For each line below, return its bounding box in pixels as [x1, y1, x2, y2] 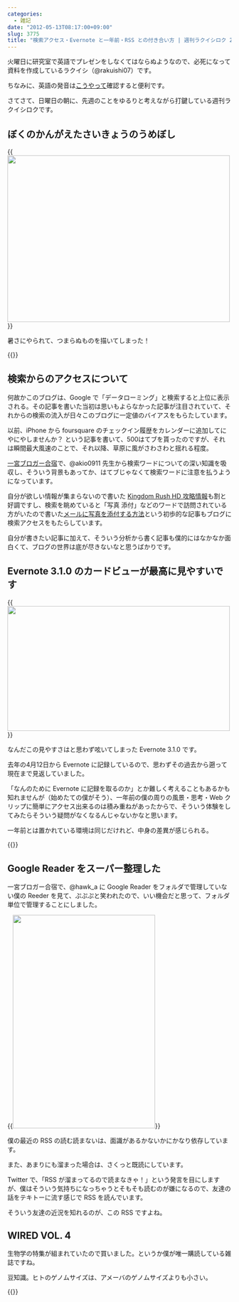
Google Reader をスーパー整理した [7, 862, 161, 875]
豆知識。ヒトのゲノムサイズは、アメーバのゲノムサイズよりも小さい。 [7, 1274, 212, 1282]
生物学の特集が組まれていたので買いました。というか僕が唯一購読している [7, 1249, 225, 1258]
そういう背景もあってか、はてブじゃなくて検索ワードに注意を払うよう [26, 467, 231, 476]
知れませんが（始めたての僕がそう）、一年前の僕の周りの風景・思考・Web [7, 793, 223, 801]
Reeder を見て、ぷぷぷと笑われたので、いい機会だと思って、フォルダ [27, 892, 230, 900]
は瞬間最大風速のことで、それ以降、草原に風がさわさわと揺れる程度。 [7, 444, 213, 452]
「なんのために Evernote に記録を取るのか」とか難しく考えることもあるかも [7, 784, 230, 793]
